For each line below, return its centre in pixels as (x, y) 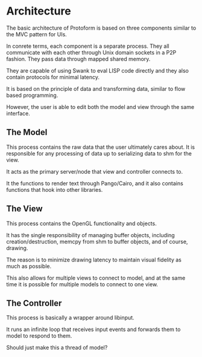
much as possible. (29, 266)
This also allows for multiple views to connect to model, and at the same (96, 278)
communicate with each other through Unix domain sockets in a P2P (91, 52)
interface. (18, 113)
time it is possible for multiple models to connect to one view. (82, 284)
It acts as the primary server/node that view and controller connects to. (95, 171)
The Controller (34, 303)
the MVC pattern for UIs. (37, 34)
